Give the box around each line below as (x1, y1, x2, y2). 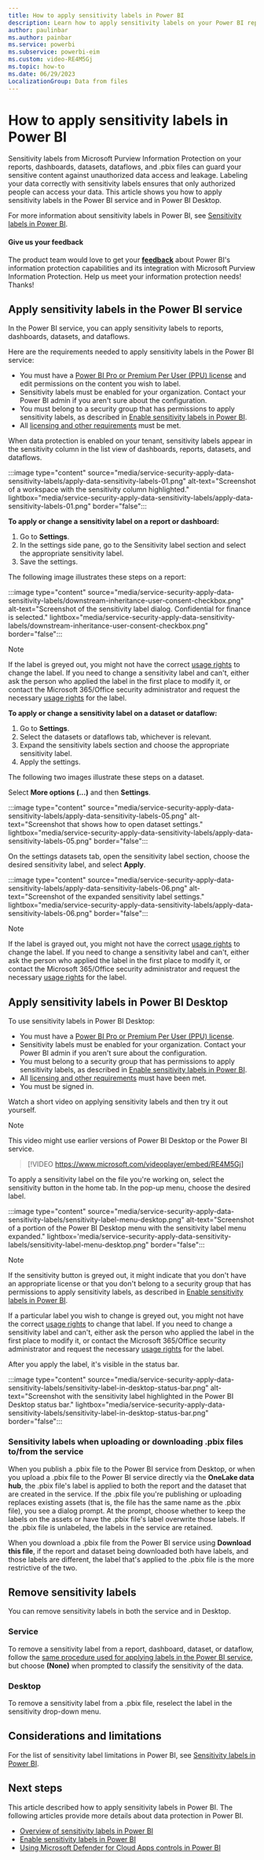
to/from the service (8, 1446, 84, 1457)
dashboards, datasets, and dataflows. (8, 332, 130, 341)
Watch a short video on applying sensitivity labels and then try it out (8, 1097, 229, 1106)
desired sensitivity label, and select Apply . (8, 860, 146, 869)
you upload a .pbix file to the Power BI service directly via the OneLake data (8, 1472, 255, 1482)
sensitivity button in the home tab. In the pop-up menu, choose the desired (8, 1183, 251, 1193)
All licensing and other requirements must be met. (19, 421, 181, 430)
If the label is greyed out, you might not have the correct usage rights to (8, 660, 240, 670)
